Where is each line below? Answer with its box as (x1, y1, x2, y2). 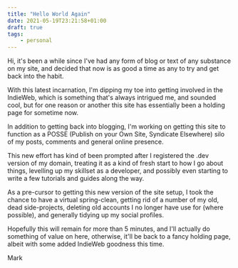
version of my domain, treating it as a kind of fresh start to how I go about (7, 159, 224, 168)
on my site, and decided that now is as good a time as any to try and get (7, 64, 219, 73)
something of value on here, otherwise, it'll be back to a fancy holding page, (7, 232, 231, 241)
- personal (20, 37, 53, 44)
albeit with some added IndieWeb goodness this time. (7, 240, 165, 249)
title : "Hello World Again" (7, 10, 91, 18)
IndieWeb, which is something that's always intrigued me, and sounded (7, 94, 217, 102)
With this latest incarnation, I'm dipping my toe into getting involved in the (7, 86, 223, 94)
